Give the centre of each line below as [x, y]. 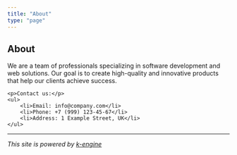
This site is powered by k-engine [55, 144]
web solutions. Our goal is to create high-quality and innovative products [113, 73]
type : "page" [26, 20]
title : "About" [30, 14]
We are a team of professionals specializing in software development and [114, 66]
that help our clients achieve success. [62, 81]
